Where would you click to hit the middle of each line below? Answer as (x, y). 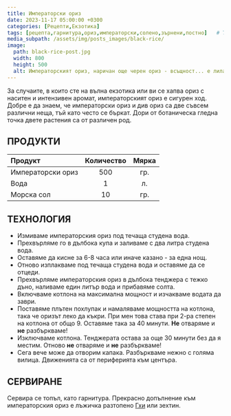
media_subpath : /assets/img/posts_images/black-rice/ (86, 39)
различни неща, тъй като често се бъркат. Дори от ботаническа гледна (112, 112)
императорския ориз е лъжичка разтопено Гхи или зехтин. (94, 405)
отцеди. (29, 272)
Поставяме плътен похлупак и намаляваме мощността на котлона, (116, 309)
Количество (106, 161)
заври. (26, 302)
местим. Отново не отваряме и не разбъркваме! (89, 345)
